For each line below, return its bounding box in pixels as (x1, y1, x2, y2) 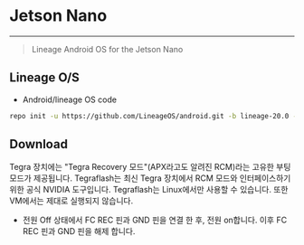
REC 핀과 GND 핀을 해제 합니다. (22, 226, 136, 237)
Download (9, 137, 68, 152)
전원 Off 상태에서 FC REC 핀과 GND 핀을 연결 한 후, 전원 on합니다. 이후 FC (22, 214, 288, 226)
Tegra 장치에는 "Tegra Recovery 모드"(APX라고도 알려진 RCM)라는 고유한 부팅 (9, 162, 291, 173)
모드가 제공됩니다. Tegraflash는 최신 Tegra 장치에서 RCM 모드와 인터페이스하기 (9, 173, 291, 184)
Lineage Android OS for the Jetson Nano (31, 43, 184, 54)
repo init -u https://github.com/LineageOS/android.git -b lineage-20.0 (9, 111, 290, 120)
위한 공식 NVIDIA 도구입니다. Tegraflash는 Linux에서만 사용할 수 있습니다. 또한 (9, 184, 289, 195)
